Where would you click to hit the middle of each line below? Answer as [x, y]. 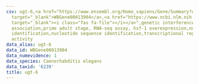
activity [22, 39]
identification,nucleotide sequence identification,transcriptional [98, 34]
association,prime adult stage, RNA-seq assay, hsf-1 [79, 28]
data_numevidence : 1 [32, 56]
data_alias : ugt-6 [29, 45]
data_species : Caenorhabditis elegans [54, 61]
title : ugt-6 [22, 72]
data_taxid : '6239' [30, 67]
